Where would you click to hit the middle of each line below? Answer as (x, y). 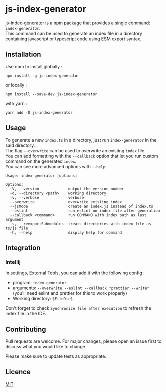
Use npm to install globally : (34, 66)
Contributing (26, 329)
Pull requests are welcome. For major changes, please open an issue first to (83, 341)
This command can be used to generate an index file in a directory (74, 33)
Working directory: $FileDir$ (43, 299)
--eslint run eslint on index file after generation (85, 211)
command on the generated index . (41, 161)
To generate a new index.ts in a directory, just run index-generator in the (81, 140)
